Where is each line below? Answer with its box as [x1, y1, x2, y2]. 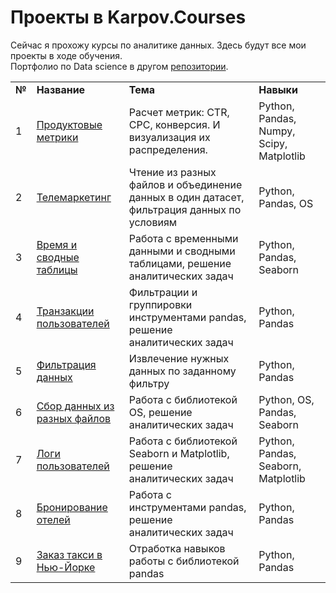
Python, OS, [258, 392, 315, 406]
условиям [128, 215, 178, 229]
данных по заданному [128, 364, 237, 378]
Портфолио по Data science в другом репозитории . [10, 60, 229, 72]
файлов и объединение [128, 177, 243, 191]
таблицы [36, 262, 78, 276]
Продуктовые [36, 117, 103, 131]
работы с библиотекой [128, 554, 240, 568]
